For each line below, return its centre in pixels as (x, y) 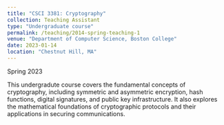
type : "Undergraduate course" (51, 26)
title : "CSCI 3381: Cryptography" (57, 13)
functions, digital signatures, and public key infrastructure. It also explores (112, 99)
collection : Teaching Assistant (53, 20)
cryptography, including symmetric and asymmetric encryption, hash (105, 92)
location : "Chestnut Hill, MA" (52, 52)
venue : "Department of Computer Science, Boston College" (92, 39)
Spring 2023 (25, 71)
